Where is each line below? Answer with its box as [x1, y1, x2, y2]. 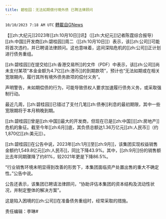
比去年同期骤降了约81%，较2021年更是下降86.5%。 [5, 153, 111, 159]
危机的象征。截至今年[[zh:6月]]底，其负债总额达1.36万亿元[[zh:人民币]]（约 [5, 124, 159, 130]
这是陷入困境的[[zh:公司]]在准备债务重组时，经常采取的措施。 [5, 198, 131, 204]
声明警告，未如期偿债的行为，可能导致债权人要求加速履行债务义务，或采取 [5, 84, 157, 90]
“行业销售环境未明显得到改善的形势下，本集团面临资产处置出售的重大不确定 [5, 164, 160, 170]
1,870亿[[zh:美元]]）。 [5, 130, 49, 136]
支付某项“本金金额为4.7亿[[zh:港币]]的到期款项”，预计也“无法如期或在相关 [9, 68, 160, 74]
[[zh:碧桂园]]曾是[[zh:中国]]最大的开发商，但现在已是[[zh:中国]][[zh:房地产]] [5, 118, 160, 124]
